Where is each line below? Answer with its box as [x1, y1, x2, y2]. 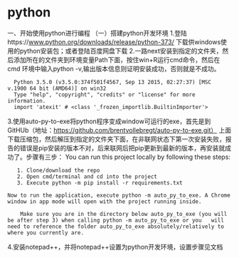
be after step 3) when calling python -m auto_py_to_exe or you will [7, 217, 224, 224]
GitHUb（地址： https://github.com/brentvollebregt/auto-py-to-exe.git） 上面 [7, 125, 232, 134]
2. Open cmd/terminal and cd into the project [16, 172, 158, 180]
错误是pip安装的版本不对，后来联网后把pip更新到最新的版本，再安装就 [19, 143, 225, 152]
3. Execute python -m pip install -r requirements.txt [16, 179, 183, 186]
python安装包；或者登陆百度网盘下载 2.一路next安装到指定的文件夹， [19, 46, 223, 55]
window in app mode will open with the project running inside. [7, 197, 202, 205]
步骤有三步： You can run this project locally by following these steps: [26, 153, 231, 161]
